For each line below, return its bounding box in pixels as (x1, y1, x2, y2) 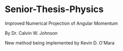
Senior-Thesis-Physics (5, 4, 104, 15)
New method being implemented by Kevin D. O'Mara (5, 39, 115, 46)
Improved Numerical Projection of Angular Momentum (5, 20, 118, 26)
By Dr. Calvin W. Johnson (5, 30, 58, 36)
